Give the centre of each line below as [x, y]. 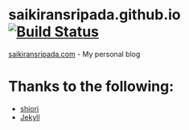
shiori [29, 108]
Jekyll [30, 117]
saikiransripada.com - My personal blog [74, 54]
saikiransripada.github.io [94, 15]
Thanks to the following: [91, 87]
